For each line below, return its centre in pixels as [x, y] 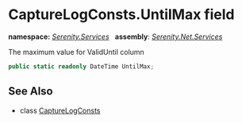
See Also [31, 92]
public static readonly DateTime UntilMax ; [81, 66]
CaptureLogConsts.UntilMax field [121, 15]
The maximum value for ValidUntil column [76, 52]
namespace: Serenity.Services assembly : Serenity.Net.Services [115, 37]
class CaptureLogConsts [60, 110]
